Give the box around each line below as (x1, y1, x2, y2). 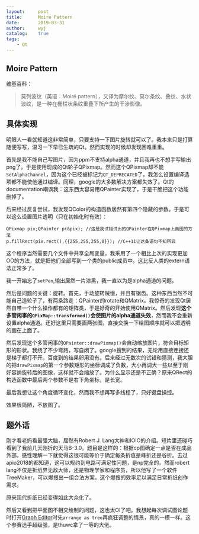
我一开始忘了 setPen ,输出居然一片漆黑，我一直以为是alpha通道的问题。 (6, 276, 177, 284)
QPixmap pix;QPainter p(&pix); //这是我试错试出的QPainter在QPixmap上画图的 (6, 226, 188, 231)
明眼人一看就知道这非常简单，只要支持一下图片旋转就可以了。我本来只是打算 (6, 136, 193, 143)
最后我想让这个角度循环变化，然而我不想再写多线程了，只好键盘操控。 (6, 388, 178, 395)
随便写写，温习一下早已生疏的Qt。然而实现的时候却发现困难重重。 (6, 143, 168, 150)
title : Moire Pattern (6, 14, 73, 20)
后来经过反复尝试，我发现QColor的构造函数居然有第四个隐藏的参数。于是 (6, 205, 185, 213)
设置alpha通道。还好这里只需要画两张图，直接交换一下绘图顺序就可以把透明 (6, 319, 191, 326)
